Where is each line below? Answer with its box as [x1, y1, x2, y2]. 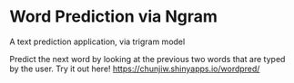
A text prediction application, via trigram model [9, 36, 186, 47]
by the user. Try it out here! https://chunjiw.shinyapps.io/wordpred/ [9, 63, 260, 74]
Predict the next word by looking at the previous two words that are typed [9, 53, 286, 64]
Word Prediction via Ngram [9, 6, 218, 27]
